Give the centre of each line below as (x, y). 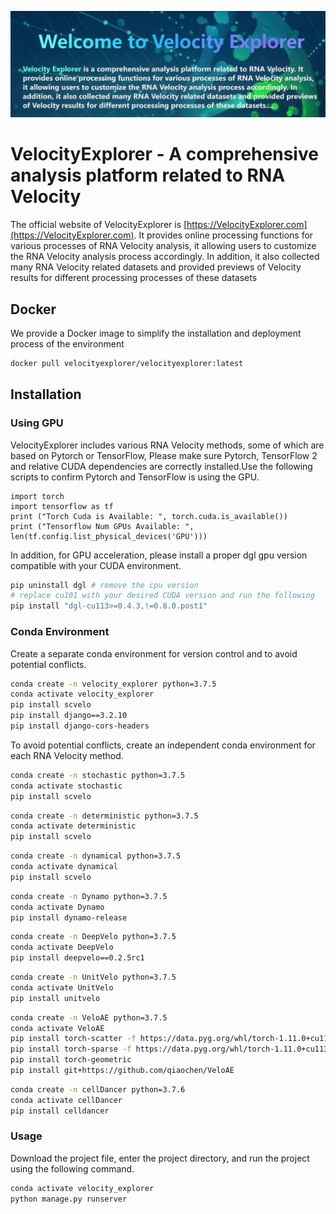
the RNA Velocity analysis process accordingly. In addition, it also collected (165, 257)
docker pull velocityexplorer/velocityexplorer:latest (127, 364)
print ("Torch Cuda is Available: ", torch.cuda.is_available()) (149, 516)
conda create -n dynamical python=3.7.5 (96, 856)
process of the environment (67, 344)
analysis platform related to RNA (148, 175)
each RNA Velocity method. (67, 755)
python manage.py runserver (69, 1199)
